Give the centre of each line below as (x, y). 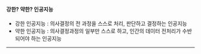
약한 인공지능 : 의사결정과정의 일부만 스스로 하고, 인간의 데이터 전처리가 (98, 31)
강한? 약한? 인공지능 (30, 9)
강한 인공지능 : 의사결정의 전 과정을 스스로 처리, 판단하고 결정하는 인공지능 (101, 23)
